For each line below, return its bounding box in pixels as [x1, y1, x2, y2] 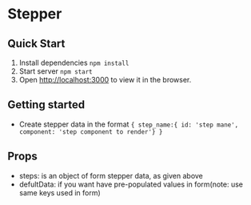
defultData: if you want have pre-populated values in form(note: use [18, 179, 243, 189]
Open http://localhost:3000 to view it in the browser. [18, 75, 192, 84]
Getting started [7, 98, 86, 112]
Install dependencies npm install [18, 58, 129, 67]
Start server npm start [18, 66, 93, 76]
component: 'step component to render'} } [18, 127, 163, 136]
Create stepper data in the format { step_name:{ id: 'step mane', [18, 119, 239, 129]
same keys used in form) [18, 187, 101, 197]
